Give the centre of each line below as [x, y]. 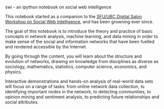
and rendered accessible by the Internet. [46, 47]
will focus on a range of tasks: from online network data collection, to [75, 87]
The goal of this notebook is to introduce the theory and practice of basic [79, 31]
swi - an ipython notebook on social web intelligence [58, 7]
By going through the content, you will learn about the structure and [73, 56]
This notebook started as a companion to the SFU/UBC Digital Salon [73, 16]
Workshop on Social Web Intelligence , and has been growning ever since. [79, 22]
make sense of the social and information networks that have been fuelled [80, 42]
